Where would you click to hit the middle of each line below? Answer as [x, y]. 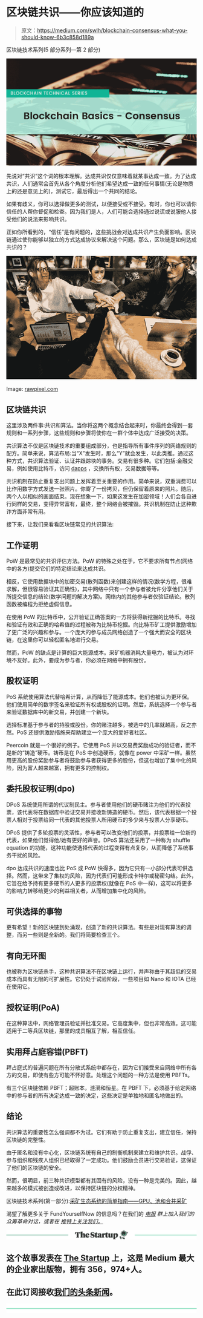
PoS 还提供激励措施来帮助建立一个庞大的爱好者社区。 [83, 732]
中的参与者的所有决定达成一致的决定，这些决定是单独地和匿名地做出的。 [96, 1095]
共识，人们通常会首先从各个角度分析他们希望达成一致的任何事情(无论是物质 [100, 184]
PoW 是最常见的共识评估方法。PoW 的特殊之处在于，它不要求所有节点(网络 [100, 561]
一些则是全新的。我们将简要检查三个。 [75, 935]
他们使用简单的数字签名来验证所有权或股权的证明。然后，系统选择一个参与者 [101, 704]
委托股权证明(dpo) [41, 789]
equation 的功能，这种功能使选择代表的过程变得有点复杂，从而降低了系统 [97, 847]
